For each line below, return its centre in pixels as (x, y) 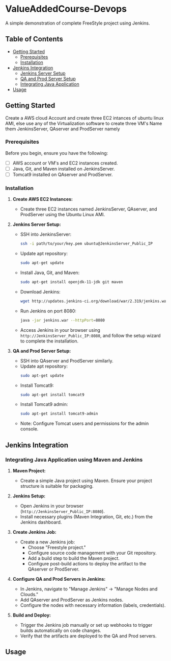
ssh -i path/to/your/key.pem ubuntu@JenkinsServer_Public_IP (86, 244)
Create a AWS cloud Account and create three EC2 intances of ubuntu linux (84, 118)
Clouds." (29, 595)
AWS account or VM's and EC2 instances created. (65, 163)
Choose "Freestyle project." (57, 548)
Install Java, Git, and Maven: (50, 273)
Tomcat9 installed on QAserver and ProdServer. (63, 174)
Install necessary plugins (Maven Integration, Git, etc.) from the (86, 517)
